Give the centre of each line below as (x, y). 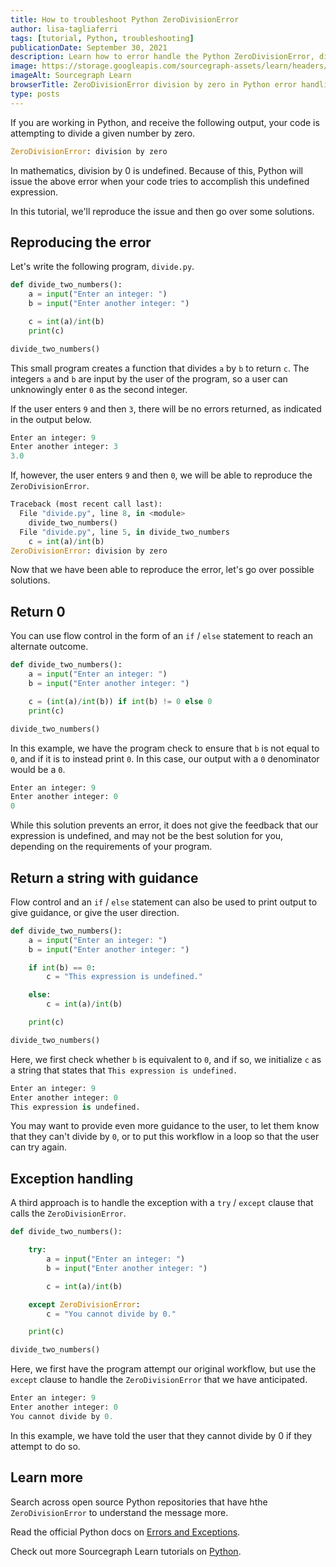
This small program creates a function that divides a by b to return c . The (160, 368)
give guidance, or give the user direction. (95, 912)
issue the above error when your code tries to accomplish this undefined (160, 181)
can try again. (39, 1147)
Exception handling (72, 1178)
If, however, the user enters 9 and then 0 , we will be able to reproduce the (161, 475)
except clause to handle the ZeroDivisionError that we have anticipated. (159, 1380)
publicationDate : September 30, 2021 (89, 47)
